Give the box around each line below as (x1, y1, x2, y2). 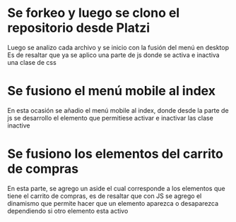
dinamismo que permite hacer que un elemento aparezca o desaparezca (7, 199, 219, 207)
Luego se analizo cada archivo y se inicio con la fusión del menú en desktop (7, 43, 230, 51)
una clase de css (7, 58, 57, 66)
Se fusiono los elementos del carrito (7, 146, 224, 162)
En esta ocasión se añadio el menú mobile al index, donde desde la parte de (7, 106, 229, 114)
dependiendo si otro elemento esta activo (7, 206, 129, 215)
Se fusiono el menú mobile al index (7, 83, 216, 99)
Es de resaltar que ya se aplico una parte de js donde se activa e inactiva (7, 51, 220, 59)
